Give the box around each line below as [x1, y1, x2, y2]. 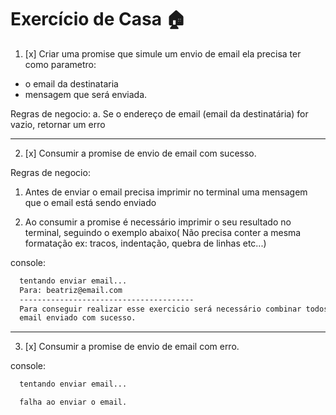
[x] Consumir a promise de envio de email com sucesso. [24, 147, 257, 159]
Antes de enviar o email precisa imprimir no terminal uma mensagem [24, 186, 308, 198]
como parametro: [24, 58, 97, 70]
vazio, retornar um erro [10, 118, 106, 130]
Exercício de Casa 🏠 [10, 8, 187, 31]
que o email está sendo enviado [24, 196, 157, 208]
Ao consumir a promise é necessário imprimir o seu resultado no [24, 216, 292, 228]
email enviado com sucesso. [19, 313, 137, 323]
